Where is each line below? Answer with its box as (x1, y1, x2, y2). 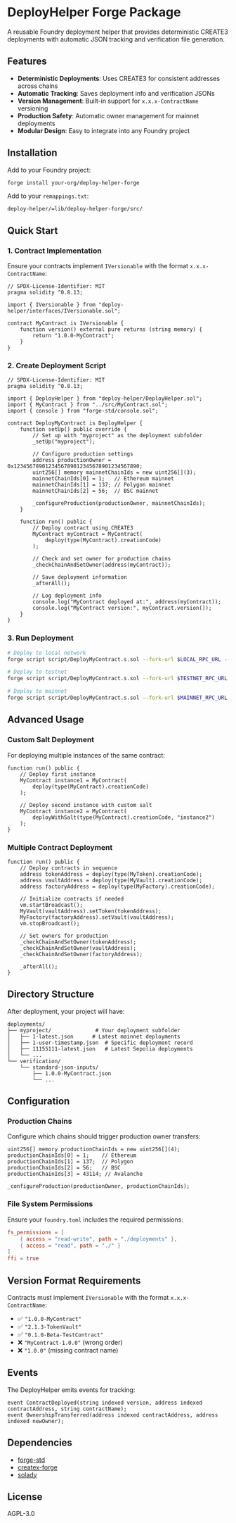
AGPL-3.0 (7, 1510, 35, 1518)
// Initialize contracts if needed (20, 895, 124, 902)
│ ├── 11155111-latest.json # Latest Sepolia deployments (7, 1045, 193, 1053)
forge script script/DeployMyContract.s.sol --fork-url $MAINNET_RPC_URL (7, 694, 228, 701)
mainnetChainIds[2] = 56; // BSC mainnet (32, 487, 159, 495)
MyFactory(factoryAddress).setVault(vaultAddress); (20, 913, 174, 921)
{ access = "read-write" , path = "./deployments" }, (20, 1235, 178, 1243)
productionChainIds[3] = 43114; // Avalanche (7, 1170, 143, 1178)
